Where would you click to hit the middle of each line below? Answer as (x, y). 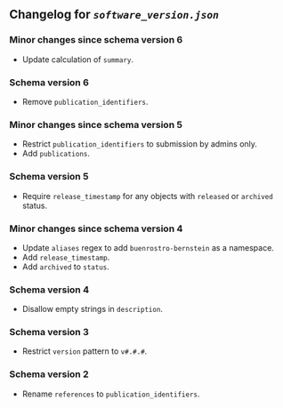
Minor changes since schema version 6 (96, 40)
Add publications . (56, 154)
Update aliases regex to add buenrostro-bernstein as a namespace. (148, 247)
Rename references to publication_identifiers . (111, 394)
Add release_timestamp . (66, 257)
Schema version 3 (49, 332)
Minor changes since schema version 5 (96, 124)
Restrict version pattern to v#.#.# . (85, 351)
